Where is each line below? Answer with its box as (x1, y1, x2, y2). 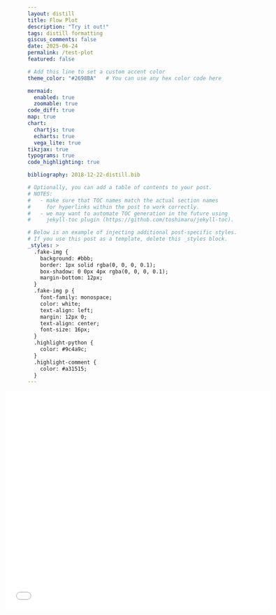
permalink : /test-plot (27, 50, 94, 57)
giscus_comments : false (27, 36, 97, 43)
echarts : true (34, 133, 75, 140)
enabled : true (34, 94, 75, 101)
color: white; (40, 300, 81, 307)
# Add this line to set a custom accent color (27, 68, 166, 75)
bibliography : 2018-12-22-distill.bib (27, 172, 140, 179)
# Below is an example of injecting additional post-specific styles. (27, 229, 238, 236)
